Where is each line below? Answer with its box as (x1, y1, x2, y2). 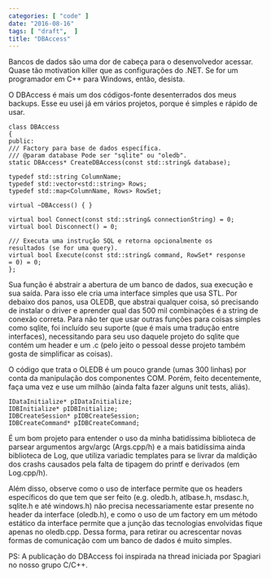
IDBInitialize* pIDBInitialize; (8, 405, 118, 414)
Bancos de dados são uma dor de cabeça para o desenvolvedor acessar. (8, 57, 254, 67)
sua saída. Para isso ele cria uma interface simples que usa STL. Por (8, 288, 238, 298)
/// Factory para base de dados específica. (8, 144, 162, 153)
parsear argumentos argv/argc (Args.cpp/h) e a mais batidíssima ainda (8, 442, 246, 452)
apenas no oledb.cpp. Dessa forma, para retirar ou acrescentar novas (8, 527, 243, 537)
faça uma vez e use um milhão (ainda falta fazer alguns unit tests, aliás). (8, 382, 251, 392)
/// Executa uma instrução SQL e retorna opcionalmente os (8, 237, 213, 245)
